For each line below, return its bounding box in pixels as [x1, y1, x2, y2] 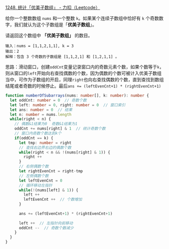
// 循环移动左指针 [18, 182, 52, 188]
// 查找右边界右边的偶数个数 [18, 145, 72, 150]
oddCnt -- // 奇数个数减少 [18, 225, 74, 230]
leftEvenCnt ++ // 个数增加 [23, 197, 82, 202]
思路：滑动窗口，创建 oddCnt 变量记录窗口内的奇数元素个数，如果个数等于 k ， [5, 64, 164, 70]
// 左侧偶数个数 [18, 173, 49, 178]
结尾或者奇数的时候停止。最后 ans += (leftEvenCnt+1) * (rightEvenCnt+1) [5, 83, 161, 89]
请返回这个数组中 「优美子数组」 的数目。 [5, 33, 93, 38]
